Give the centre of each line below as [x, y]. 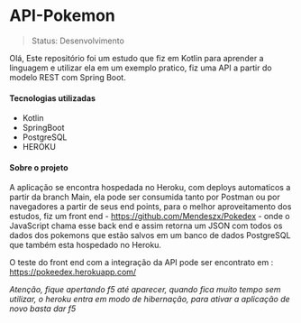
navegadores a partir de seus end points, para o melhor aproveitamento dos [150, 207]
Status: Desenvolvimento [78, 41]
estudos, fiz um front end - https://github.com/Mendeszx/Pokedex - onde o [150, 217]
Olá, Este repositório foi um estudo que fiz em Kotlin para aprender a [137, 58]
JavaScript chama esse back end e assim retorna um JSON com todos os [146, 226]
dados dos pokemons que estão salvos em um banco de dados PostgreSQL [150, 235]
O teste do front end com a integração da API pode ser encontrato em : [141, 263]
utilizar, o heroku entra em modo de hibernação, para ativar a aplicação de [150, 300]
